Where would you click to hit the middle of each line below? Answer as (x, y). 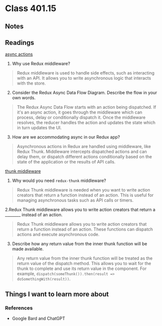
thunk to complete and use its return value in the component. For (82, 268)
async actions (19, 54)
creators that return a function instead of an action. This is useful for (85, 195)
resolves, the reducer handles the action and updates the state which (86, 123)
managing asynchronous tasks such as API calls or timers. (75, 200)
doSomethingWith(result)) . (44, 279)
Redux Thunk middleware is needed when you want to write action (83, 190)
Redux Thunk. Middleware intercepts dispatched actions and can (82, 152)
